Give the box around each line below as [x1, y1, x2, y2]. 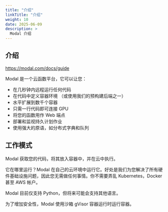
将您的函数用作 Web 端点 [12, 112, 65, 118]
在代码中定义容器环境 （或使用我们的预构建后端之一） [12, 93, 126, 99]
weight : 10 [5, 17, 29, 22]
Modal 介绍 [10, 31, 32, 36]
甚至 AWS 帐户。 [5, 179, 41, 185]
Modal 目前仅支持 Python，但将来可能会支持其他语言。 [5, 190, 121, 196]
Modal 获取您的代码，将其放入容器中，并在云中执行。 [5, 155, 118, 162]
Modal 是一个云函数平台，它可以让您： [5, 75, 87, 82]
